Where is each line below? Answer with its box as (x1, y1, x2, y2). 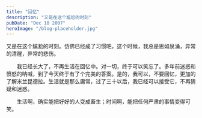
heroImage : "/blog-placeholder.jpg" (6, 25, 98, 32)
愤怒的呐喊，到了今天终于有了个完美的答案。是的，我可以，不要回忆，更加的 (6, 70, 196, 78)
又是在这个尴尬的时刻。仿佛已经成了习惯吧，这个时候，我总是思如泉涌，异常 (6, 43, 196, 50)
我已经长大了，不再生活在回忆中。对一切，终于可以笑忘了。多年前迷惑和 (16, 63, 196, 70)
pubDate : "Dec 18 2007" (6, 20, 66, 26)
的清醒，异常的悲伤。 (6, 50, 59, 58)
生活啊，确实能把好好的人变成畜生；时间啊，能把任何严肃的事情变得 (16, 98, 185, 105)
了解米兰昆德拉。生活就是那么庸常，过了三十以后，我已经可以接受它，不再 (6, 78, 191, 85)
